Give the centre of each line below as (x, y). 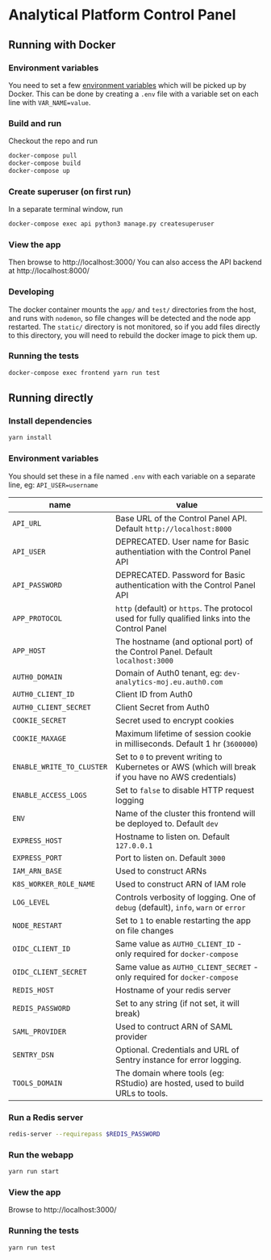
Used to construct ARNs (161, 870)
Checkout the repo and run (53, 141)
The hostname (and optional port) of (184, 642)
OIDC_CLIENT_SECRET (50, 972)
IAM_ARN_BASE (38, 871)
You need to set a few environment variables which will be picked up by (127, 85)
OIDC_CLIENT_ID (42, 948)
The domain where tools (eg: (170, 1072)
